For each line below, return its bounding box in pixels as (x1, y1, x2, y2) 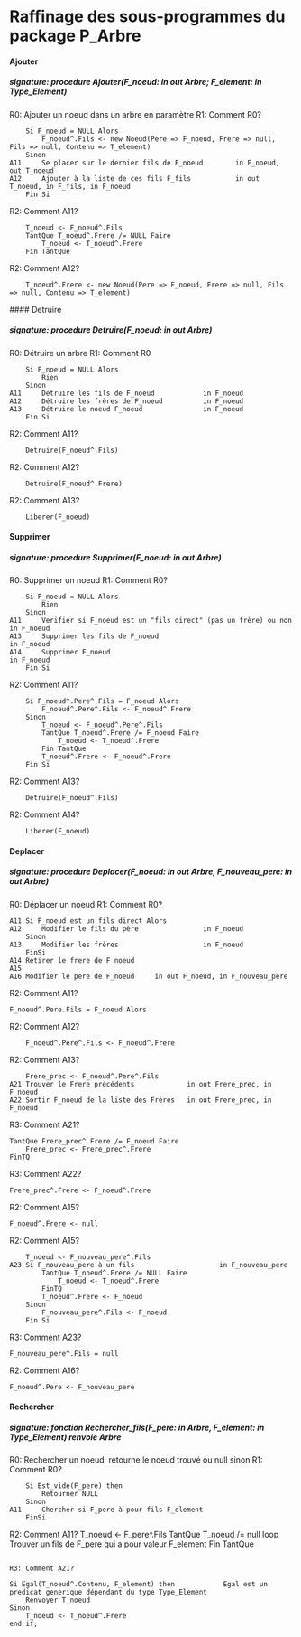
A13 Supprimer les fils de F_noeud (9, 632, 160, 641)
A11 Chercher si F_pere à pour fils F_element (9, 1505, 204, 1515)
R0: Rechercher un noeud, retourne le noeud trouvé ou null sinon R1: (9, 1454, 263, 1465)
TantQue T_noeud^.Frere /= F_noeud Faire (41, 729, 200, 738)
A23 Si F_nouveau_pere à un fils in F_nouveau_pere (9, 1260, 288, 1269)
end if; (9, 1620, 39, 1629)
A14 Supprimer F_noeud (9, 648, 111, 657)
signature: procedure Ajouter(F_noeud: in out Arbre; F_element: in (9, 77, 262, 88)
